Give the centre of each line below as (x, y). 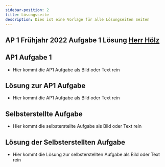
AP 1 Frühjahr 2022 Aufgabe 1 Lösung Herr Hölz (82, 40)
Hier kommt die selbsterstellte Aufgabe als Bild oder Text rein (77, 126)
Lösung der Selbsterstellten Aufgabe (65, 142)
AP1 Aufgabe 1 (29, 57)
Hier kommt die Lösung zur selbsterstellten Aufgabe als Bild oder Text (86, 155)
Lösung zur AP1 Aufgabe (45, 85)
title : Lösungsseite (27, 15)
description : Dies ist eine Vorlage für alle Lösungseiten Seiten (77, 19)
